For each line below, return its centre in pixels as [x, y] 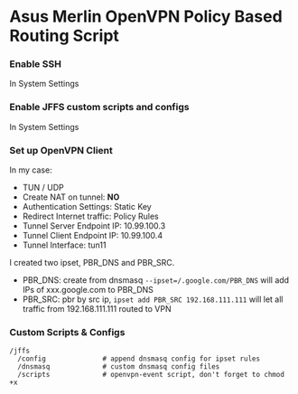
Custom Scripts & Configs [67, 332]
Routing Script [65, 36]
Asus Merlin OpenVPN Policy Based [146, 17]
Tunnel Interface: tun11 [64, 245]
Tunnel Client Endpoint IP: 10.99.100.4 [93, 236]
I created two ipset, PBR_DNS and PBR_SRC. [92, 263]
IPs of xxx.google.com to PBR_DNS [88, 290]
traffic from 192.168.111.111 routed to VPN [97, 309]
